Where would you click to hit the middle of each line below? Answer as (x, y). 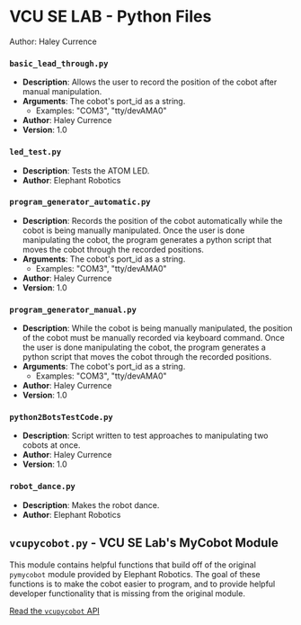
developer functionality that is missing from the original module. (127, 593)
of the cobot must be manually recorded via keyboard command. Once (153, 338)
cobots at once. (51, 445)
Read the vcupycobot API (55, 611)
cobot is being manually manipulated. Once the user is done (133, 230)
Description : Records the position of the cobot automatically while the (152, 220)
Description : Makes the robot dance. (91, 504)
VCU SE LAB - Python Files (111, 17)
